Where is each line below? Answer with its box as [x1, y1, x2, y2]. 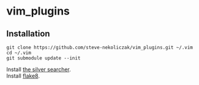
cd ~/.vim [6, 50, 32, 56]
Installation [6, 29, 50, 39]
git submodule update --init [6, 55, 81, 61]
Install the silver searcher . [6, 66, 72, 73]
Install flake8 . [6, 72, 40, 80]
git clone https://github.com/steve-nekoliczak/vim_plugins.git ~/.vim [6, 44, 193, 50]
